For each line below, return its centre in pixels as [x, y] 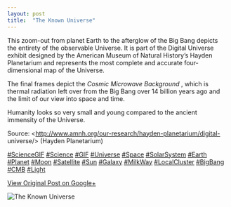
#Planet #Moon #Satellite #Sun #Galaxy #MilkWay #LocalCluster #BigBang [116, 161]
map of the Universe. [74, 70]
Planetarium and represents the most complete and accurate [95, 62]
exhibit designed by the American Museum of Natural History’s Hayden [110, 55]
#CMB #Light [26, 169]
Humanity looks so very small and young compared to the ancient [103, 112]
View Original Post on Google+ [52, 182]
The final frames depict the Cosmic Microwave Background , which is [108, 84]
